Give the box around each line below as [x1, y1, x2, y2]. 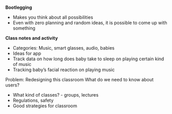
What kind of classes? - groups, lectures [12, 92, 99, 98]
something [12, 25, 36, 31]
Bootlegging [5, 5, 32, 10]
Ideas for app [12, 51, 41, 56]
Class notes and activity [5, 35, 58, 41]
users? [5, 82, 20, 88]
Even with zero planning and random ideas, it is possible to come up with [12, 20, 167, 26]
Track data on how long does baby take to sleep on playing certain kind [12, 56, 164, 62]
